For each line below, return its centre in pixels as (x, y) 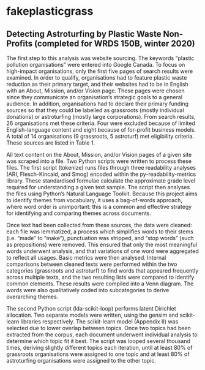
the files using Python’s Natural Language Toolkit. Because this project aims (102, 194)
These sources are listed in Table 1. (51, 143)
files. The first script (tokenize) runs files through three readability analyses (101, 168)
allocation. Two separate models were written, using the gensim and (92, 315)
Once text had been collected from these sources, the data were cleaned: (99, 225)
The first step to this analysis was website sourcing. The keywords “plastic (100, 58)
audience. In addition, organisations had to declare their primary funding (97, 104)
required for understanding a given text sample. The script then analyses (98, 187)
